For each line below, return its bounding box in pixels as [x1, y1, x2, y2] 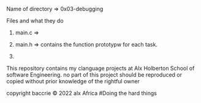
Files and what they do [6, 17, 64, 24]
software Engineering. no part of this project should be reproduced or [6, 71, 183, 78]
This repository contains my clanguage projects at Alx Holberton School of [6, 64, 195, 72]
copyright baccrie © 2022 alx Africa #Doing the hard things [6, 90, 157, 97]
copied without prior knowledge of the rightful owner [6, 78, 140, 85]
